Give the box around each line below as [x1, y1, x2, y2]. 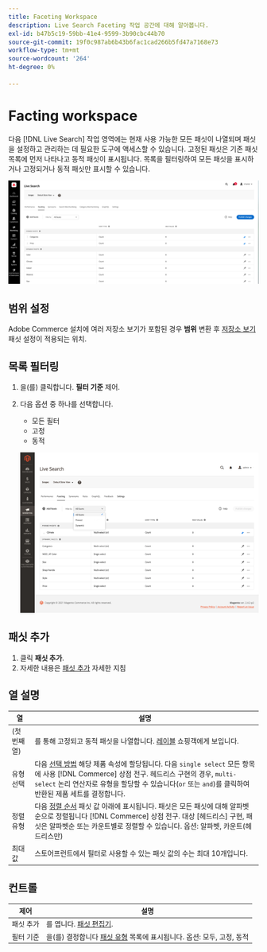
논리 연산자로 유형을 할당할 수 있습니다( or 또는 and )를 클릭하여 [57, 779, 250, 788]
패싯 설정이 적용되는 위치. [8, 334, 87, 344]
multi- [215, 770, 237, 779]
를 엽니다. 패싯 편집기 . [46, 919, 114, 929]
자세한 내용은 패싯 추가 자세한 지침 [19, 663, 126, 672]
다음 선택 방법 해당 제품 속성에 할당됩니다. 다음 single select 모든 [34, 759, 241, 768]
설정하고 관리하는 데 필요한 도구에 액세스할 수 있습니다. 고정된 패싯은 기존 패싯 [16, 144, 258, 153]
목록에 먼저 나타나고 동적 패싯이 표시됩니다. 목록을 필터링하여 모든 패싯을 [8, 153, 233, 163]
